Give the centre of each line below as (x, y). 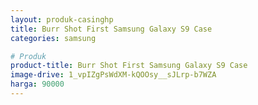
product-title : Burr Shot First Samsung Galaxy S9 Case (129, 66)
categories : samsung (53, 38)
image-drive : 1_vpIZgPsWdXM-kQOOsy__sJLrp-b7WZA (113, 75)
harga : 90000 (37, 84)
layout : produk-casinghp (62, 19)
